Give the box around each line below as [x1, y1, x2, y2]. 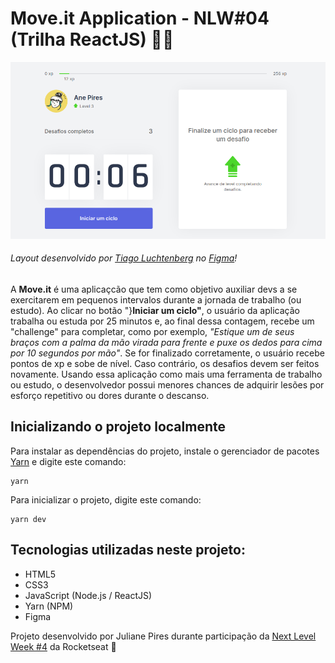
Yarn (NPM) [24, 600, 74, 612]
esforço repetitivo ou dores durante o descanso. [10, 389, 210, 401]
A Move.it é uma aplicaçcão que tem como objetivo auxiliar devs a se [10, 283, 298, 295]
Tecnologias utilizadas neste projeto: [10, 542, 246, 559]
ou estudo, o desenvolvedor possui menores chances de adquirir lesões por [10, 378, 325, 391]
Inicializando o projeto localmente [10, 418, 226, 436]
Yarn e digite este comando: [10, 455, 127, 467]
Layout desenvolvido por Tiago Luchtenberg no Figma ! [10, 252, 238, 264]
